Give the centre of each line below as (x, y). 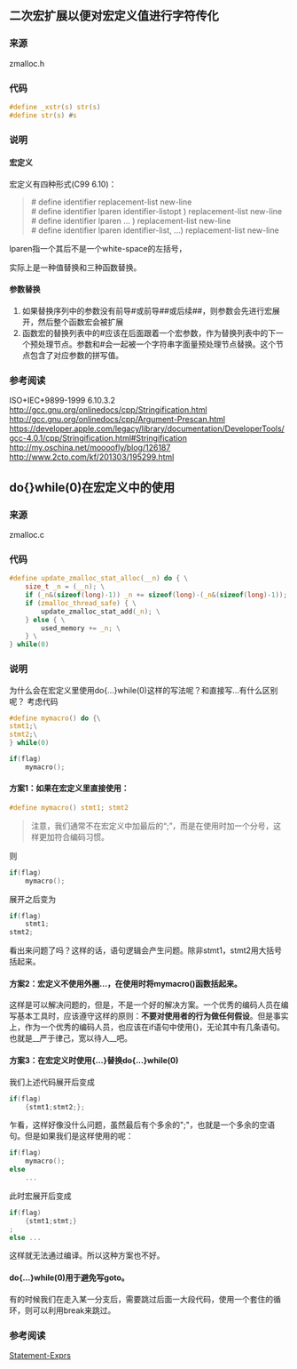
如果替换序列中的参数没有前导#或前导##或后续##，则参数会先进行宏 (147, 311)
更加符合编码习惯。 (74, 837)
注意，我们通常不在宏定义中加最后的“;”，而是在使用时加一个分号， (152, 826)
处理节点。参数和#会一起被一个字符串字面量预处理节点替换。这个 (157, 344)
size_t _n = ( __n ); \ (65, 587)
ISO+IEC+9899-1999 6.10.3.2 (62, 400)
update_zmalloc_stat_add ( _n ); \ (101, 612)
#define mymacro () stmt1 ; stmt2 (69, 807)
